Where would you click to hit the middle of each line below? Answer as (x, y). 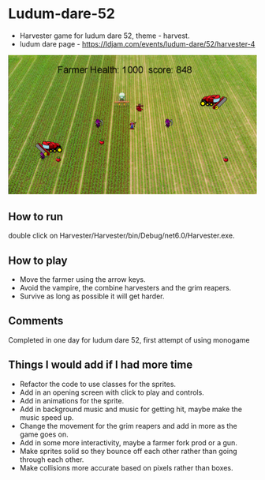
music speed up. (47, 417)
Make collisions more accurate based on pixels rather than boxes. (126, 467)
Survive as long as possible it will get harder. (92, 296)
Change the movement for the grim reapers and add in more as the (129, 426)
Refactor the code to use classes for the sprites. (97, 384)
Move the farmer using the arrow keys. (82, 279)
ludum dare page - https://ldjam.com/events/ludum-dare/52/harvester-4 (137, 43)
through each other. (52, 459)
